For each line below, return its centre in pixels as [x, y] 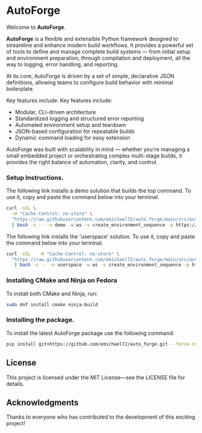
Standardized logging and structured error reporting [79, 118]
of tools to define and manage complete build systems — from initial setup [98, 51]
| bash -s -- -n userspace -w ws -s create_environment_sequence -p [102, 265]
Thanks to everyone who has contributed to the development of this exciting [101, 417]
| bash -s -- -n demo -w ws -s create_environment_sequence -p [92, 225]
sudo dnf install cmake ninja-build [52, 304]
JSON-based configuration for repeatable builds [75, 131]
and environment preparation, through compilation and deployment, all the [98, 58]
